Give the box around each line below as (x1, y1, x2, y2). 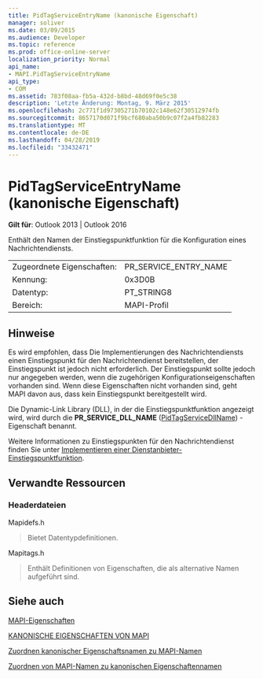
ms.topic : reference (8, 41, 76, 49)
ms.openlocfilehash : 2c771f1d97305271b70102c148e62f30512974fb (8, 107, 220, 115)
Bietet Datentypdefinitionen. (27, 532, 119, 542)
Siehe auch (8, 595, 64, 608)
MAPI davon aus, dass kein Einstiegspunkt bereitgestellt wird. (8, 389, 207, 399)
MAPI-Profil (124, 300, 169, 311)
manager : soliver (8, 19, 65, 27)
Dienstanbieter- (132, 445, 183, 455)
